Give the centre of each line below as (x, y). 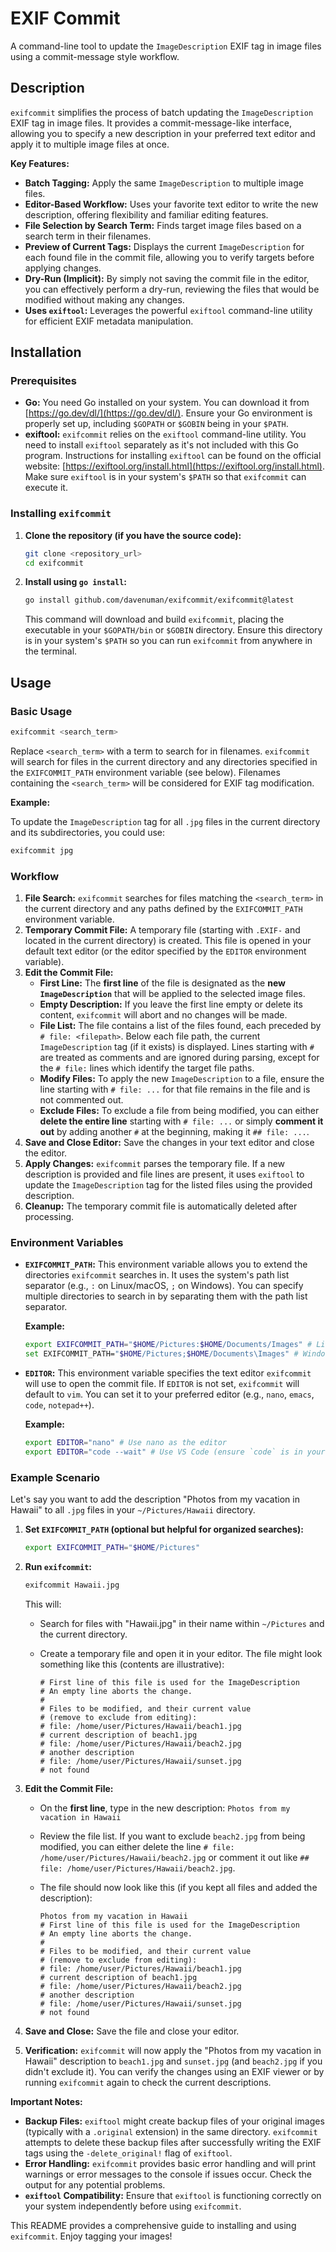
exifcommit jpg (42, 850)
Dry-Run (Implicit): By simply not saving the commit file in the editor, (167, 278)
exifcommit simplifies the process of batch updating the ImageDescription (162, 112)
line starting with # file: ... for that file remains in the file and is (175, 1089)
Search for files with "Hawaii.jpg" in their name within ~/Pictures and (182, 1623)
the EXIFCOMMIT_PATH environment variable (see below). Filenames (145, 772)
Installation (46, 352)
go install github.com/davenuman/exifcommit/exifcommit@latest (159, 600)
